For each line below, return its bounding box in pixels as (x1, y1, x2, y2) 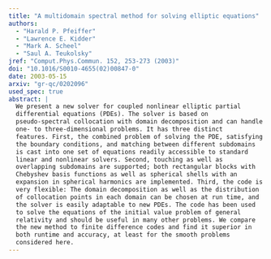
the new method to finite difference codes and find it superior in (15, 223, 252, 231)
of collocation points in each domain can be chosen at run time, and (15, 192, 260, 201)
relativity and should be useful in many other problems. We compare (15, 216, 256, 224)
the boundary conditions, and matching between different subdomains (15, 140, 256, 149)
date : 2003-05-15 (8, 72, 67, 80)
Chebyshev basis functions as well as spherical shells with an (15, 171, 238, 179)
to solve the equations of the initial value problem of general (15, 208, 242, 216)
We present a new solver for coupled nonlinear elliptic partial (15, 102, 242, 110)
